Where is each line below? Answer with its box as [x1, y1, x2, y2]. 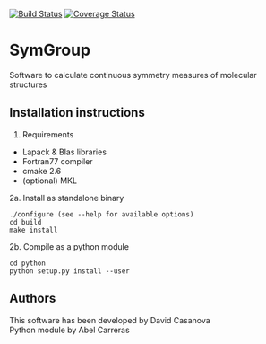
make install [9, 225, 58, 234]
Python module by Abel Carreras [9, 324, 130, 335]
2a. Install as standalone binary [9, 192, 124, 203]
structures [9, 79, 47, 90]
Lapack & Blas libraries [21, 146, 107, 157]
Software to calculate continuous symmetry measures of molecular [9, 69, 257, 80]
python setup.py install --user [9, 266, 130, 276]
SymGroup [9, 40, 91, 60]
